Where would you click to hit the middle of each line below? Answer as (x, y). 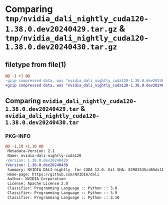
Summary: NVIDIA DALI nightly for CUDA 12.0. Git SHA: (67, 169)
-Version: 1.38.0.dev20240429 (37, 160)
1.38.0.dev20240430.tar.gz (61, 47)
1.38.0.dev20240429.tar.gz (61, 29)
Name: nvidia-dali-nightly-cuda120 (44, 156)
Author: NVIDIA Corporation (36, 179)
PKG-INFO (18, 136)
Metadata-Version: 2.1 (31, 151)
